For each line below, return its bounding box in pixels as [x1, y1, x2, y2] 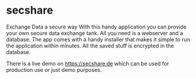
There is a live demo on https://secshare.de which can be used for [6, 60, 170, 67]
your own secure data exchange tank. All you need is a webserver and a [6, 29, 183, 36]
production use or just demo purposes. [6, 66, 102, 73]
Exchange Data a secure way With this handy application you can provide [6, 23, 186, 30]
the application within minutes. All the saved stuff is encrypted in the [6, 42, 175, 49]
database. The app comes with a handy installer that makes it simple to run [6, 36, 191, 43]
